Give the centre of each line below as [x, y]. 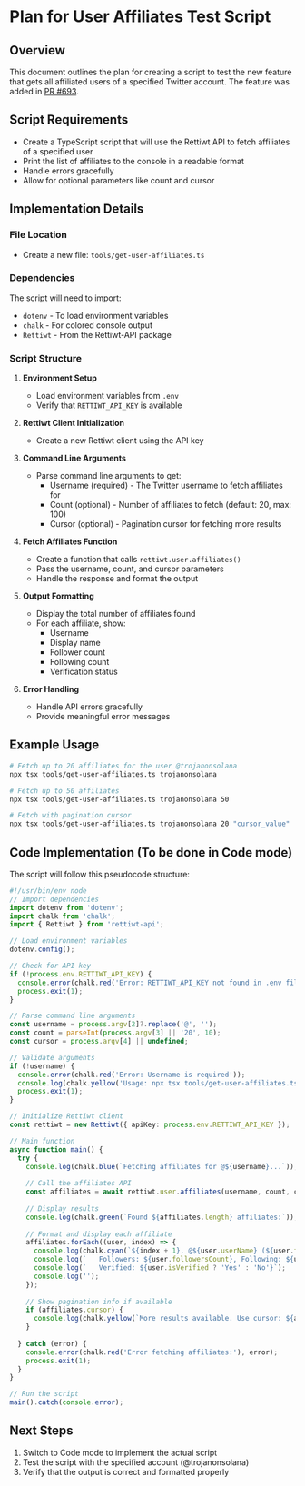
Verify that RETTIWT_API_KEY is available [109, 405]
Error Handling [51, 689]
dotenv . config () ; [42, 950]
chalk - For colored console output [87, 325]
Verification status [84, 672]
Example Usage [54, 745]
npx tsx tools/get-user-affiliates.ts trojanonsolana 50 [119, 799]
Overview [38, 50]
